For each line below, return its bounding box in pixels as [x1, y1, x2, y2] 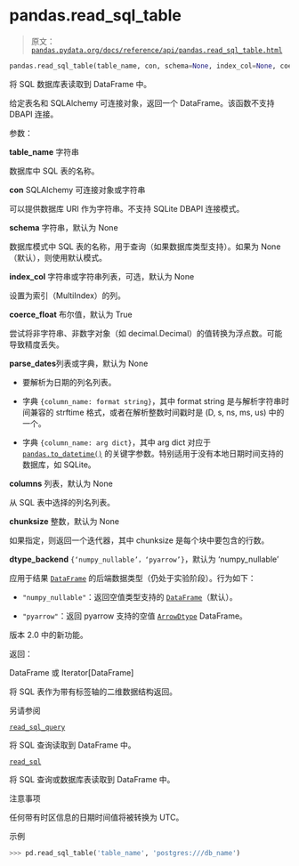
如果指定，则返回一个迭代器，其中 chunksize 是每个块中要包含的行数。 [9, 535, 270, 546]
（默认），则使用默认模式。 [9, 252, 107, 263]
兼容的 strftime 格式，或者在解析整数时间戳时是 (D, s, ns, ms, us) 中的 [29, 407, 285, 417]
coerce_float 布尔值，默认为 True [9, 309, 133, 320]
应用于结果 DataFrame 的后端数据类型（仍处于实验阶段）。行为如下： [9, 572, 256, 583]
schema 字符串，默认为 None [9, 222, 118, 232]
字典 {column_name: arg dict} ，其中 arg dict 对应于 [21, 437, 212, 448]
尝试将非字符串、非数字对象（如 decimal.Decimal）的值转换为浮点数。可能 [9, 328, 283, 338]
